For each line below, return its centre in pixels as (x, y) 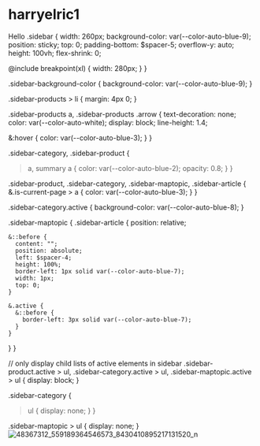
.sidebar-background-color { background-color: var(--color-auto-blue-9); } (130, 84)
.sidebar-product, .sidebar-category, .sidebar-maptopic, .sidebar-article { (127, 184)
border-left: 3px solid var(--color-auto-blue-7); (107, 320)
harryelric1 (44, 15)
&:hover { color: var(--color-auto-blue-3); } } (80, 138)
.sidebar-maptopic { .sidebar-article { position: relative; (97, 222)
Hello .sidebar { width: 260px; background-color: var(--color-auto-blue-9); (130, 36)
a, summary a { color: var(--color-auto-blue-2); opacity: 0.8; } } (130, 168)
